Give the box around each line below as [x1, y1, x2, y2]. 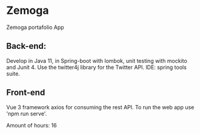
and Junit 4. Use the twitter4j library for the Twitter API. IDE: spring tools [6, 63, 187, 71]
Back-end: [6, 41, 47, 51]
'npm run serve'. [6, 110, 47, 117]
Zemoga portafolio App [6, 24, 65, 31]
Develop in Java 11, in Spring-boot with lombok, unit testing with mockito [6, 57, 188, 64]
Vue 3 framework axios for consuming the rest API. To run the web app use [6, 103, 195, 110]
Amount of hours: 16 [6, 121, 57, 129]
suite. [6, 70, 20, 77]
